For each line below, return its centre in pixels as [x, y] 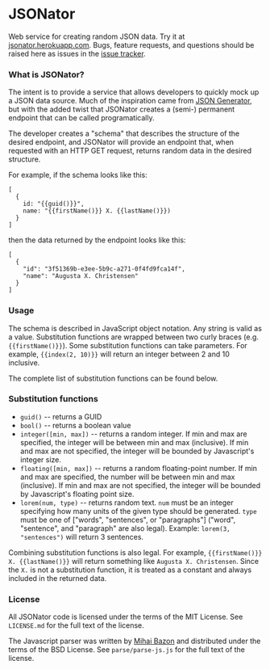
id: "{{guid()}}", [54, 204]
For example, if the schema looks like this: [78, 175]
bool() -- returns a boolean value [75, 425]
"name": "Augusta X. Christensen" [81, 276]
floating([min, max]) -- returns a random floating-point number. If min [139, 468]
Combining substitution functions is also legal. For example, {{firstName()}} [135, 552]
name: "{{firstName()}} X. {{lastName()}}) [97, 211]
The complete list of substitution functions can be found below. [113, 378]
